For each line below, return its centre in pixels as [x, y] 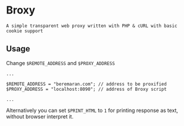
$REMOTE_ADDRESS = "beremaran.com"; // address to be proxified [86, 84]
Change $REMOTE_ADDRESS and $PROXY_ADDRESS [61, 63]
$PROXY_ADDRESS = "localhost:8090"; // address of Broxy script [86, 89]
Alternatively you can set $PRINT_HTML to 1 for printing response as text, [92, 110]
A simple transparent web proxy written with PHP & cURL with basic [92, 26]
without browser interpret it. [40, 116]
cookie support [25, 31]
